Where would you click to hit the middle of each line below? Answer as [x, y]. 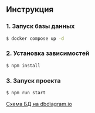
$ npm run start [26, 93]
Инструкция [30, 10]
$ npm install [23, 66]
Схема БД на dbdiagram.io [39, 104]
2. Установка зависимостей [48, 53]
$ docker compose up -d [35, 38]
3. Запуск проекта [33, 80]
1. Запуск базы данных [40, 26]
